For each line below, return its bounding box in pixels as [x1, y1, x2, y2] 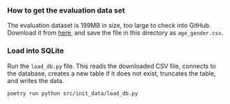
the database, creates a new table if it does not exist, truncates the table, [7, 69, 216, 78]
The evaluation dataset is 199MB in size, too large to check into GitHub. [7, 21, 211, 30]
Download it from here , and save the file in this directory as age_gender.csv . [7, 28, 224, 37]
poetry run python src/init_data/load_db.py [7, 89, 138, 97]
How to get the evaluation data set [7, 6, 125, 15]
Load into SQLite [7, 46, 65, 55]
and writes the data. [7, 76, 65, 85]
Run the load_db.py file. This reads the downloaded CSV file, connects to [7, 62, 217, 70]
